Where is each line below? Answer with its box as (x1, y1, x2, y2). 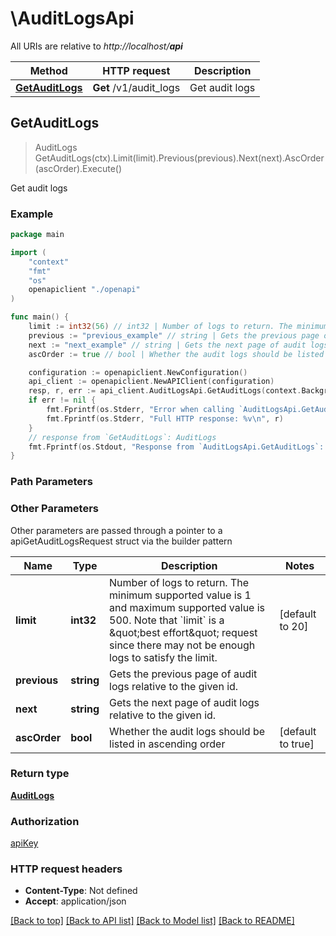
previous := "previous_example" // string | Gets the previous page (28, 330, 320, 341)
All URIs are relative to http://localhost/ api (10, 40, 183, 52)
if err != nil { (28, 395, 97, 406)
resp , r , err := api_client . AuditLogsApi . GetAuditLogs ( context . (28, 386, 302, 396)
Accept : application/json (24, 895, 127, 907)
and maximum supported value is (109, 600, 266, 614)
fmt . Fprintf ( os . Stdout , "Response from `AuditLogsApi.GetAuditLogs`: (28, 442, 325, 452)
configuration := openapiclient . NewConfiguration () (28, 367, 248, 377)
